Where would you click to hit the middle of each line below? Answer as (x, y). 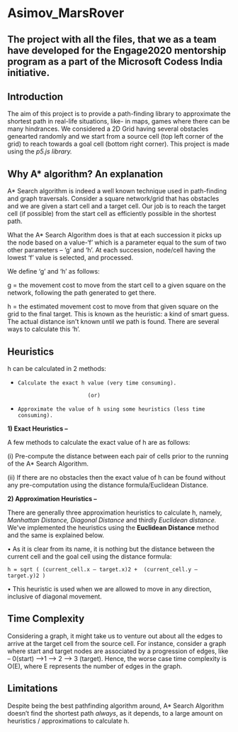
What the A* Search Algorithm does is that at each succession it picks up (114, 235)
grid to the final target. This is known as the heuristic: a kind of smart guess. (118, 314)
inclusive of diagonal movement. (55, 597)
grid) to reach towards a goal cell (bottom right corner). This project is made (119, 144)
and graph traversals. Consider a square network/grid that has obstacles (113, 199)
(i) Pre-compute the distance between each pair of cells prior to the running (118, 456)
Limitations (33, 688)
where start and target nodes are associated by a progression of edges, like (118, 651)
